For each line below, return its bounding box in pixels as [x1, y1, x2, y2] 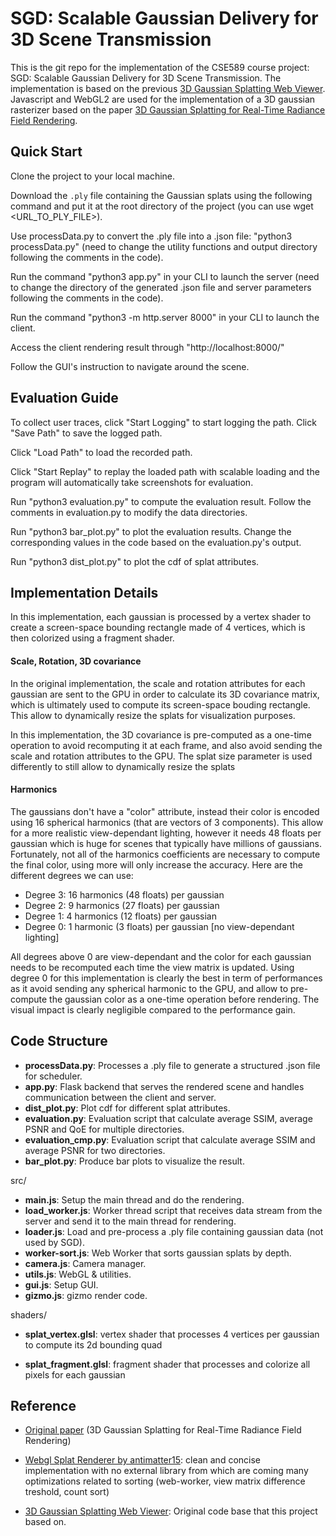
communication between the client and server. [24, 1091, 217, 1103]
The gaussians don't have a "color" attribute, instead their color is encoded [10, 805, 320, 817]
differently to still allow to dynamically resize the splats [10, 760, 236, 772]
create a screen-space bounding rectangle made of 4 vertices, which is [10, 622, 306, 634]
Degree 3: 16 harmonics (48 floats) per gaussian [24, 888, 225, 901]
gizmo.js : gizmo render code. [24, 1289, 148, 1301]
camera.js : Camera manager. [24, 1257, 147, 1269]
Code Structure [10, 1033, 108, 1050]
